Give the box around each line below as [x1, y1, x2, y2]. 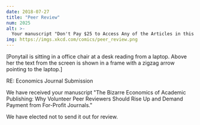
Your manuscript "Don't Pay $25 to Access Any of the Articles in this [11, 31, 195, 37]
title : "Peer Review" [6, 14, 60, 20]
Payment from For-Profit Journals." [6, 102, 93, 108]
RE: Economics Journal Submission [6, 77, 93, 84]
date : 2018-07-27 [6, 8, 50, 15]
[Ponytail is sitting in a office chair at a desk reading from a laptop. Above [6, 53, 187, 60]
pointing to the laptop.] [6, 66, 63, 72]
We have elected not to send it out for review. [6, 113, 118, 120]
